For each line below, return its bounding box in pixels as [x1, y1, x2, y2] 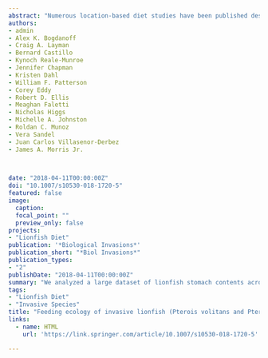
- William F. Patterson [8, 78, 88, 86]
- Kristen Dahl [8, 71, 59, 79]
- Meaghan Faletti [8, 101, 69, 109]
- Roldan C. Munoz [8, 123, 69, 131]
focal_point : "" [15, 211, 69, 220]
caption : [15, 204, 45, 212]
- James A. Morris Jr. [8, 145, 84, 153]
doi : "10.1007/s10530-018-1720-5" [8, 181, 124, 190]
